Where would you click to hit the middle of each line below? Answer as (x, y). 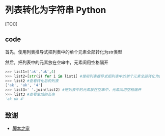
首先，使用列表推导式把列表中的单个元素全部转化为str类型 (64, 52)
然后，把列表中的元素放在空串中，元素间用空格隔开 (57, 62)
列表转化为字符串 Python (56, 10)
